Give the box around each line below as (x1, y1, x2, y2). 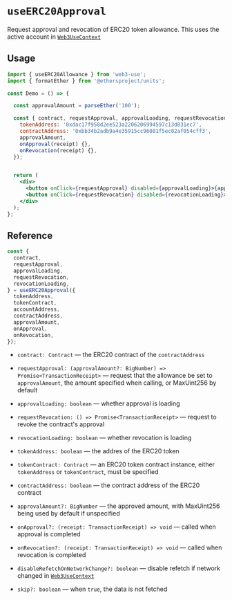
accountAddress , (13, 306, 60, 313)
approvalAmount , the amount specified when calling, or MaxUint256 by (17, 379, 217, 387)
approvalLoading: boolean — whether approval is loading (17, 399, 181, 408)
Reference (7, 230, 53, 242)
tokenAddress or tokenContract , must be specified (17, 468, 159, 476)
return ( (13, 172, 39, 179)
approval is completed (17, 530, 81, 538)
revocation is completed (17, 551, 86, 559)
